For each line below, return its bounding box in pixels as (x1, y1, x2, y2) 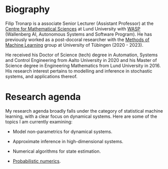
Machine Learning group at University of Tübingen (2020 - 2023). (5, 42, 144, 48)
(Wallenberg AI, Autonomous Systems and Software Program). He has (5, 31, 152, 37)
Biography (5, 4, 50, 15)
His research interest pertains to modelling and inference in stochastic (5, 67, 153, 74)
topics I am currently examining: (5, 118, 73, 125)
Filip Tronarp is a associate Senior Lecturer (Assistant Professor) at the (5, 20, 154, 26)
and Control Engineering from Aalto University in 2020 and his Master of (5, 57, 157, 63)
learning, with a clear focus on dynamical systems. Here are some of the (5, 113, 157, 119)
